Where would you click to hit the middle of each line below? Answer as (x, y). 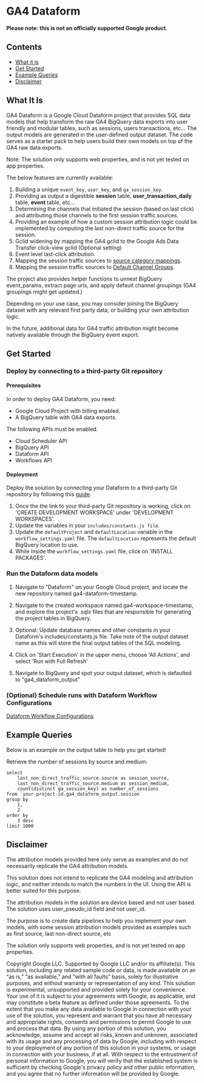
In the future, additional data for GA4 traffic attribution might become (93, 328)
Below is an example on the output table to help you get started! (86, 749)
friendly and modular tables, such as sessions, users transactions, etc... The (102, 128)
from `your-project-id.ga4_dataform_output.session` (74, 794)
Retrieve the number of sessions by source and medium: (77, 762)
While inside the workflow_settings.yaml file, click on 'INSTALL (94, 552)
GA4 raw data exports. (34, 147)
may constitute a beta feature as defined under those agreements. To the (98, 1002)
